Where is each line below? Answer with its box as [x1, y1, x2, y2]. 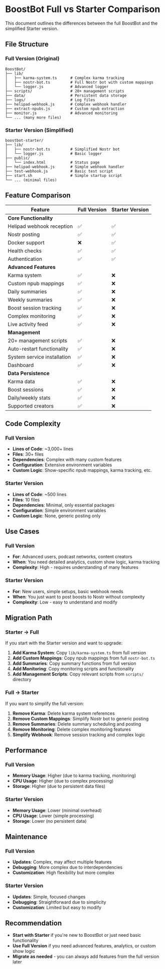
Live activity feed [8, 321, 49, 328]
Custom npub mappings [8, 280, 64, 287]
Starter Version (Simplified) [5, 127, 74, 134]
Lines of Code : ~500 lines [12, 491, 67, 497]
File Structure [5, 40, 49, 49]
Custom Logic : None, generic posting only [12, 513, 101, 519]
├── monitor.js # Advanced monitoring [5, 111, 118, 116]
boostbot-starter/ [5, 138, 44, 143]
